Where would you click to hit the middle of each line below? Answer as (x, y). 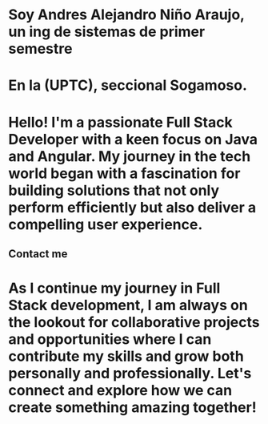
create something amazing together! (133, 408)
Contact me (38, 254)
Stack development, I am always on (128, 305)
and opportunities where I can (110, 339)
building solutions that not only (114, 190)
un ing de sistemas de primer (107, 32)
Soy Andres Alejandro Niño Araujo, (126, 15)
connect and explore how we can (120, 391)
